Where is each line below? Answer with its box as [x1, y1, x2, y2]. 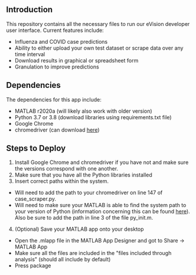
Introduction [6, 5, 53, 15]
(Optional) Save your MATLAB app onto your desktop [14, 225, 144, 233]
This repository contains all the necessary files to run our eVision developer [6, 20, 190, 27]
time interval [14, 50, 45, 58]
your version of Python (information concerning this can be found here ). [14, 208, 190, 215]
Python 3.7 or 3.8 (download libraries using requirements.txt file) [14, 113, 172, 120]
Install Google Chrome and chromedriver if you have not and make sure [14, 159, 189, 166]
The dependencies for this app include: [6, 96, 102, 103]
